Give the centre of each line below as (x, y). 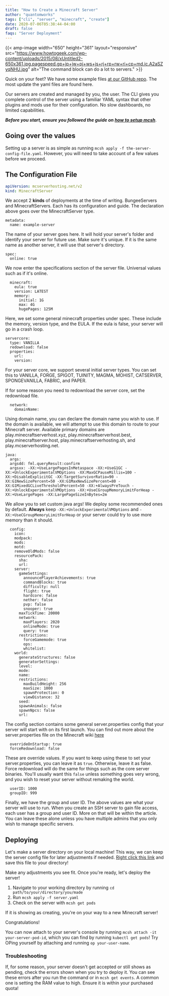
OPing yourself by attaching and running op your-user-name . (68, 943)
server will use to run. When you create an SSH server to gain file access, (82, 808)
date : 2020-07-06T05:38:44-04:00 (40, 24)
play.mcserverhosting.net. (32, 446)
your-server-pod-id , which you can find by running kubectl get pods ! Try (82, 937)
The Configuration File (41, 175)
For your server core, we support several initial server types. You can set (81, 370)
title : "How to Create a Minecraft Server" (52, 10)
